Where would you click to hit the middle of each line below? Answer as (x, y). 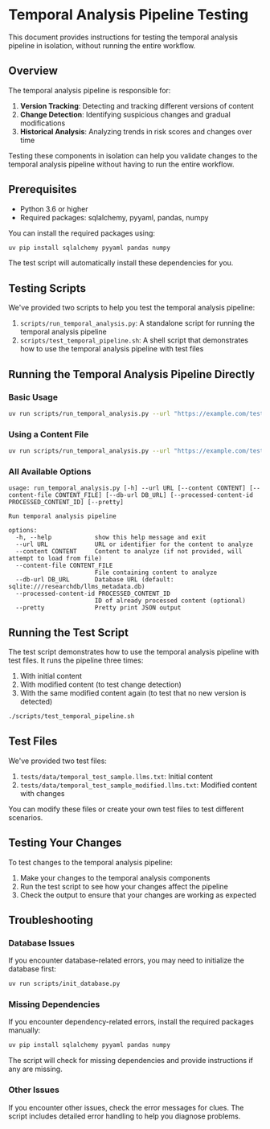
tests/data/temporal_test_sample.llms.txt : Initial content (116, 776)
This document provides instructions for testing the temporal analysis (123, 37)
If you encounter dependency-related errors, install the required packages (131, 1022)
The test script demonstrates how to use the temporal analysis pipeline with (134, 652)
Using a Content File (49, 434)
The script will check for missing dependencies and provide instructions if (131, 1061)
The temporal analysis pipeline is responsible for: (90, 90)
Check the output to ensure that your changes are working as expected (138, 895)
